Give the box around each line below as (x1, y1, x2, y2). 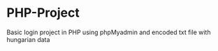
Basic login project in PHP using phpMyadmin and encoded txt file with (6, 28, 211, 36)
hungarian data (6, 35, 50, 43)
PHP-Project (6, 5, 80, 21)
